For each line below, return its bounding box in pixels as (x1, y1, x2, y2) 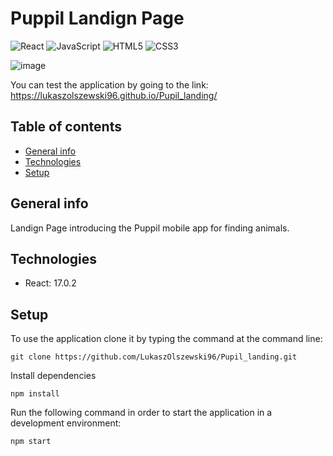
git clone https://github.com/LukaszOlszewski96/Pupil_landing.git (10, 352, 298, 362)
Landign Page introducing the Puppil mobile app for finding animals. (10, 222, 290, 234)
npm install (10, 389, 60, 399)
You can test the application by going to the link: (10, 78, 209, 91)
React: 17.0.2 (24, 277, 77, 289)
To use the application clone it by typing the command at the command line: (10, 333, 323, 345)
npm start (10, 437, 52, 447)
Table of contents (10, 118, 122, 136)
